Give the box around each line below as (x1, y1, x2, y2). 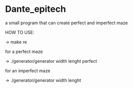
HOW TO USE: (5, 29, 35, 35)
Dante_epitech (5, 3, 66, 15)
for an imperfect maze (5, 68, 50, 74)
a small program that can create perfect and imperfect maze (5, 20, 128, 26)
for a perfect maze (5, 48, 43, 54)
